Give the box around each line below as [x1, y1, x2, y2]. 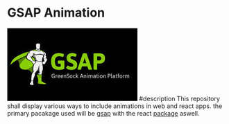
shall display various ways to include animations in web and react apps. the [7, 102, 223, 110]
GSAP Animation [7, 5, 105, 21]
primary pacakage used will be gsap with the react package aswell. [7, 109, 200, 117]
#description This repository [138, 94, 221, 103]
